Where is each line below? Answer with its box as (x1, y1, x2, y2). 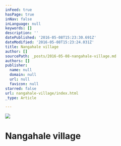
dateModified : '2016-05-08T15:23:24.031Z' (5, 40, 94, 45)
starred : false (5, 86, 37, 91)
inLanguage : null (5, 21, 41, 26)
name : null (9, 68, 32, 73)
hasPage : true (5, 12, 35, 17)
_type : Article (5, 95, 37, 100)
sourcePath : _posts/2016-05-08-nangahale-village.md (5, 53, 117, 59)
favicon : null (9, 81, 39, 86)
